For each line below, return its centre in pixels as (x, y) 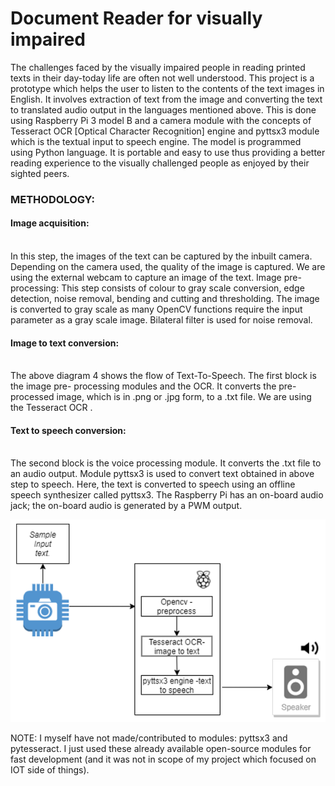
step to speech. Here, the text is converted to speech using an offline (153, 484)
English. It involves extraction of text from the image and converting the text (166, 99)
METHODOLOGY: (52, 199)
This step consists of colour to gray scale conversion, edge (183, 288)
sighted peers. (40, 173)
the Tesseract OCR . (51, 408)
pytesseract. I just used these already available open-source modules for (161, 748)
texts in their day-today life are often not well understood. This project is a (162, 78)
